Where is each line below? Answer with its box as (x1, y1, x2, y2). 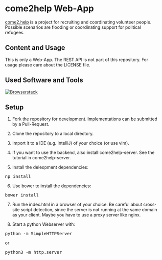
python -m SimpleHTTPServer (5, 231, 72, 237)
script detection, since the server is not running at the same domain (21, 207, 158, 213)
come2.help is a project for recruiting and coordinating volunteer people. (5, 19, 152, 25)
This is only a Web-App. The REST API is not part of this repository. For (5, 57, 148, 63)
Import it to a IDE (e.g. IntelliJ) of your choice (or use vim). (12, 140, 130, 146)
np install (5, 174, 31, 179)
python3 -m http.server (5, 250, 62, 255)
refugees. (5, 29, 24, 35)
